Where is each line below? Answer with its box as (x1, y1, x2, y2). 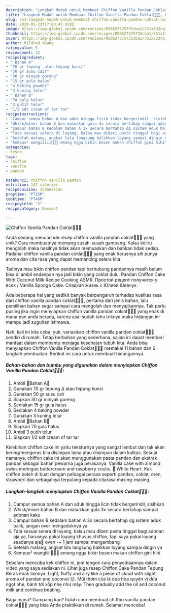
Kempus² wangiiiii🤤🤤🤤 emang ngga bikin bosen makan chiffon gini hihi (13, 550, 160, 556)
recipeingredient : (6, 54, 45, 60)
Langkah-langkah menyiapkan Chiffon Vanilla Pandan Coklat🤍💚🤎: (6, 488, 149, 494)
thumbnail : (6, 31, 29, 36)
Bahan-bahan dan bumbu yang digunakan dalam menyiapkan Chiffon (6, 362, 158, 368)
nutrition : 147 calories (6, 182, 58, 187)
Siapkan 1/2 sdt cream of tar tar (13, 434, 79, 440)
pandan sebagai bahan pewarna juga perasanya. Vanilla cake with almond (6, 460, 161, 466)
